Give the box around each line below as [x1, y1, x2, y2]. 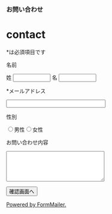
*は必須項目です [6, 48, 46, 55]
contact [6, 28, 46, 41]
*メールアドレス [6, 87, 46, 94]
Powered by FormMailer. [6, 201, 66, 208]
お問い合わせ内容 [6, 138, 49, 146]
